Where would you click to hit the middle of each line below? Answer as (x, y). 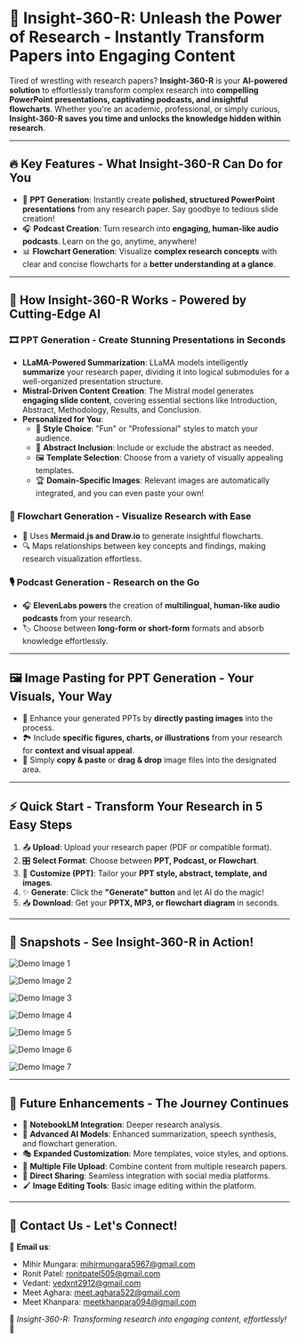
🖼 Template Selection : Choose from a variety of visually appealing (159, 458)
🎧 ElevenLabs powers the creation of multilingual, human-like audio (151, 606)
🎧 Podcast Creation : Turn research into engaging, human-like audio (150, 228)
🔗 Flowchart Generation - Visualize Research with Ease (130, 517)
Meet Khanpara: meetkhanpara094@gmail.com (109, 1302)
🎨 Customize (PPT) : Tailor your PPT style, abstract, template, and (145, 873)
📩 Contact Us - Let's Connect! (93, 1225)
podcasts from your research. (77, 618)
